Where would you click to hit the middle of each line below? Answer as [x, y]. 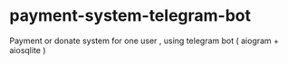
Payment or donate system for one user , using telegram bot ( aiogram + [144, 41]
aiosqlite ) [28, 50]
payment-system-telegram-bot [130, 16]
